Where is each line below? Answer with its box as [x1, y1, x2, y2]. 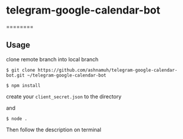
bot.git [6, 72, 25, 78]
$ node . [6, 115, 28, 121]
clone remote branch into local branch [6, 55, 99, 62]
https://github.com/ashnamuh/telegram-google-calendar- [37, 67, 178, 73]
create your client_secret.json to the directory [6, 92, 122, 100]
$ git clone [6, 67, 35, 73]
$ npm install [6, 82, 41, 88]
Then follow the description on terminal [6, 126, 102, 133]
